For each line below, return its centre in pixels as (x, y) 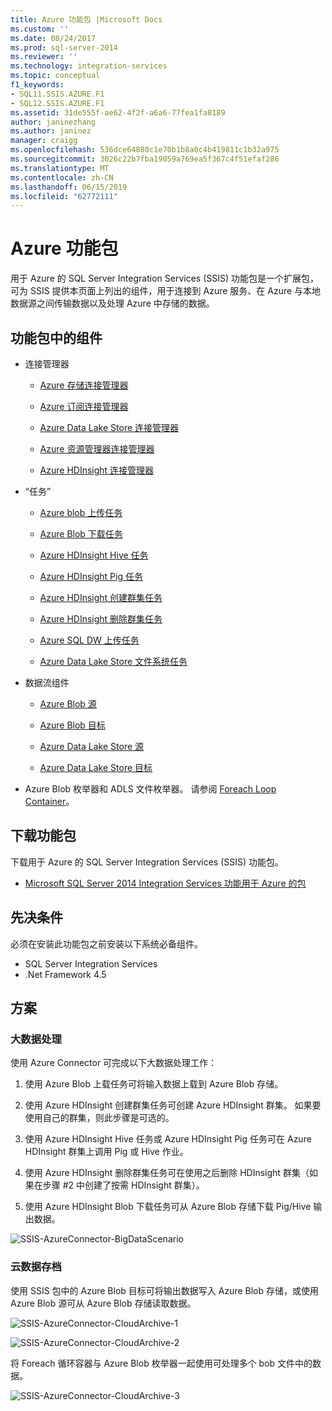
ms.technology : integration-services (89, 66)
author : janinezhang (53, 122)
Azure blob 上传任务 (81, 512)
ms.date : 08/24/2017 (53, 38)
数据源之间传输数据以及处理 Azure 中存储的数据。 (112, 303)
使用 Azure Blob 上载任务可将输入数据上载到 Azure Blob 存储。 (154, 1084)
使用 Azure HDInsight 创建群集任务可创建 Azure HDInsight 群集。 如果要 (173, 1105)
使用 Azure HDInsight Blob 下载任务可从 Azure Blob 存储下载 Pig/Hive (168, 1207)
